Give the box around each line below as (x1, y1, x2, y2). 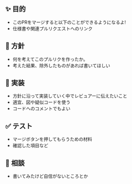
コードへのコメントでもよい (12, 106, 71, 112)
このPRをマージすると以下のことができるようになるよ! (12, 19, 126, 25)
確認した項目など (12, 143, 49, 149)
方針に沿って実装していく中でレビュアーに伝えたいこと (12, 93, 127, 99)
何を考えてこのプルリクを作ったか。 (12, 56, 88, 62)
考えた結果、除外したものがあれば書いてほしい (12, 62, 110, 68)
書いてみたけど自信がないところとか (12, 173, 89, 179)
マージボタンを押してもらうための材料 (12, 136, 93, 143)
